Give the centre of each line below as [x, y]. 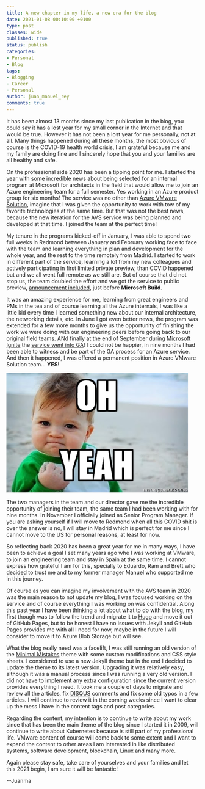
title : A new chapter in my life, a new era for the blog [81, 13]
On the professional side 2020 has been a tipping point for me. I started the [101, 172]
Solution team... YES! [33, 364]
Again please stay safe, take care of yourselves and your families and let [97, 762]
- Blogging [20, 77]
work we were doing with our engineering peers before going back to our [99, 332]
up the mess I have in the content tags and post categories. [81, 706]
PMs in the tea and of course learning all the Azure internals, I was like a [97, 306]
